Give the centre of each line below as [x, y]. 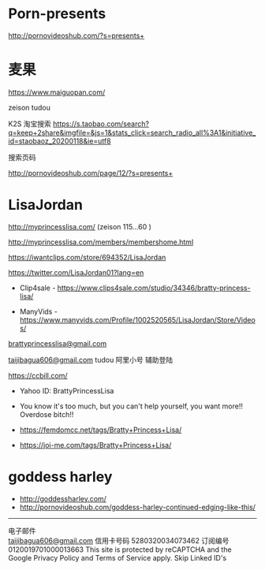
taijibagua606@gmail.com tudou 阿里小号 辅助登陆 [91, 360]
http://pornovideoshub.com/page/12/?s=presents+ [91, 173]
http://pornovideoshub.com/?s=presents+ [77, 35]
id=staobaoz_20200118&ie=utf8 [60, 141]
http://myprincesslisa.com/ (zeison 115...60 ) [80, 226]
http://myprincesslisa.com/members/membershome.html [101, 242]
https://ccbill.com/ [38, 375]
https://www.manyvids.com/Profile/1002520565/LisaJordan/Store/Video [138, 319]
